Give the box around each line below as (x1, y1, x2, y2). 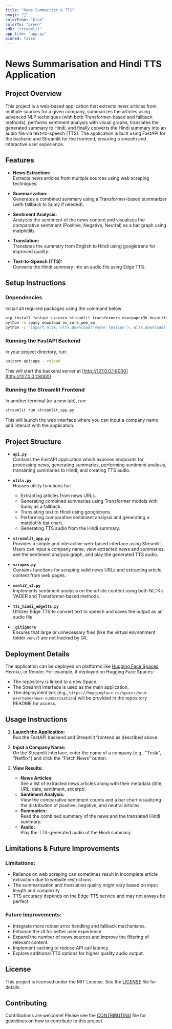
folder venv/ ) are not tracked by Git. (12, 635, 88, 641)
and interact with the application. (5, 422, 75, 428)
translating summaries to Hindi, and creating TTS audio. (12, 467, 131, 474)
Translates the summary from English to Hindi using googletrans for (12, 243, 156, 249)
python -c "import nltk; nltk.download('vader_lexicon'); (5, 325, 132, 331)
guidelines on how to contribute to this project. (5, 1018, 104, 1024)
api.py (12, 452, 27, 457)
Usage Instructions (5, 715, 68, 724)
